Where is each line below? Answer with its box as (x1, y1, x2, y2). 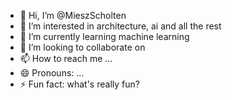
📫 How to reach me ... (19, 53, 113, 64)
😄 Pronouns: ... (19, 67, 85, 79)
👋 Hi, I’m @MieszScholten (19, 10, 127, 21)
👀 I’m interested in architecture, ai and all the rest (19, 20, 222, 32)
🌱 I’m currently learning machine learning (19, 31, 190, 42)
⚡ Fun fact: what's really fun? (19, 78, 140, 90)
